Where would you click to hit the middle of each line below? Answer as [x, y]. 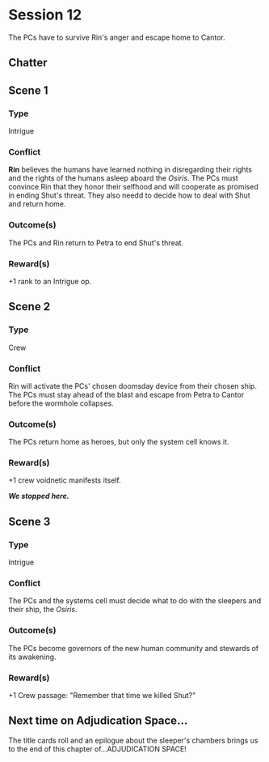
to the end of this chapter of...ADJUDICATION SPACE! [98, 749]
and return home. [37, 204]
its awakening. [32, 657]
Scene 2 [29, 307]
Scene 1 [28, 90]
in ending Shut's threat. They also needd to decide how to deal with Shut [129, 195]
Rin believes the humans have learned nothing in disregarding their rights [130, 170]
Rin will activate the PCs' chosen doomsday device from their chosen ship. [132, 385]
